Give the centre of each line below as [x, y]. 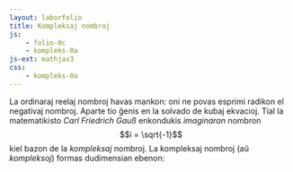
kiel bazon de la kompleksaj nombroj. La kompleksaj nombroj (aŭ [129, 148]
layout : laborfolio [46, 17]
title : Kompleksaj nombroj [60, 26]
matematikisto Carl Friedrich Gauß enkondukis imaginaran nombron [135, 120]
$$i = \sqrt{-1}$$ [151, 134]
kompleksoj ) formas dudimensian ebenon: [87, 158]
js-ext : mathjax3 [42, 59]
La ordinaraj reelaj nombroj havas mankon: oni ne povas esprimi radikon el [147, 101]
